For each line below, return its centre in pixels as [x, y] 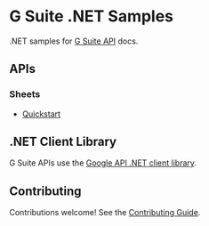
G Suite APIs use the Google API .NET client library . [103, 163]
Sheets [25, 94]
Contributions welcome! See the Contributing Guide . [105, 213]
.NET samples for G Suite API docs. [74, 41]
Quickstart [41, 114]
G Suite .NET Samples [92, 16]
